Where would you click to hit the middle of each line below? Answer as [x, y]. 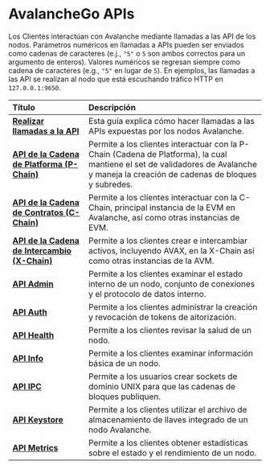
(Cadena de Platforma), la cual [170, 154]
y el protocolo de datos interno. [147, 294]
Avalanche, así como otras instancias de [164, 217]
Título [24, 107]
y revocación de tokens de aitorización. [162, 317]
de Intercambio [42, 250]
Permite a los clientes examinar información [171, 353]
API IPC [27, 386]
